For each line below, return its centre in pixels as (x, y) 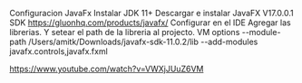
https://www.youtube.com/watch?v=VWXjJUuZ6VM (107, 69)
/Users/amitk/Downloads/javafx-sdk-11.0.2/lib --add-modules (143, 41)
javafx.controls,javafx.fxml (59, 51)
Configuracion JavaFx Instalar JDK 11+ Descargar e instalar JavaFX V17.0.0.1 (151, 13)
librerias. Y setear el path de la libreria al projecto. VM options (125, 32)
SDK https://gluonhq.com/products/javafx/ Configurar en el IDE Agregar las (151, 23)
